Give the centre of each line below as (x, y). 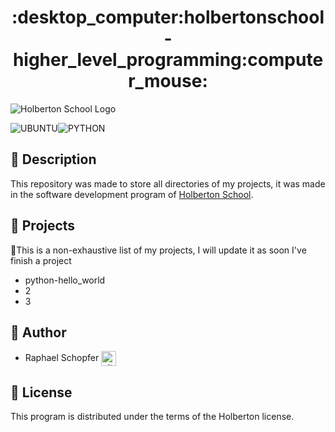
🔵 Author (38, 332)
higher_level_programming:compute (168, 60)
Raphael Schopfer (62, 358)
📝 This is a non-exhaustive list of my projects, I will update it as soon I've (158, 250)
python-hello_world (65, 280)
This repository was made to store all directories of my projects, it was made (168, 183)
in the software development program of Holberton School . (132, 194)
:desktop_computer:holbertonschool (168, 17)
